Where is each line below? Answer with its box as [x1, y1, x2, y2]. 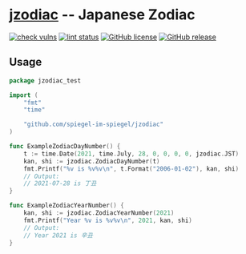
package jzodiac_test [9, 76, 82, 85]
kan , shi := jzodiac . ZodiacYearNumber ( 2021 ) [23, 209, 175, 217]
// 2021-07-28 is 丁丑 [23, 179, 97, 187]
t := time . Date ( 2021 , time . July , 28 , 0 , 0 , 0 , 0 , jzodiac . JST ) [23, 150, 240, 158]
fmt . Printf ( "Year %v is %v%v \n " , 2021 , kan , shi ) [23, 216, 193, 224]
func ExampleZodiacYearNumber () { [9, 202, 125, 210]
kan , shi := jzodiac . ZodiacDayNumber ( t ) [23, 157, 160, 165]
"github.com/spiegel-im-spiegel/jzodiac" [23, 120, 163, 129]
